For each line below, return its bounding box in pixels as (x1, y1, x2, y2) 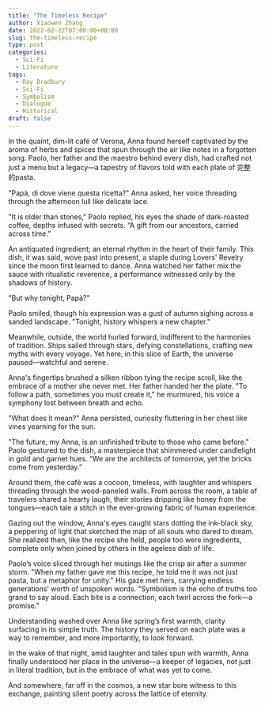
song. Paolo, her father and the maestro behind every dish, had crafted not (8, 153, 252, 162)
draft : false (8, 115, 51, 123)
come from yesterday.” (8, 462, 83, 472)
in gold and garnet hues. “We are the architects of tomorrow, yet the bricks (8, 454, 252, 463)
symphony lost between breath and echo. (8, 397, 144, 408)
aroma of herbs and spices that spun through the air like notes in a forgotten (8, 144, 257, 154)
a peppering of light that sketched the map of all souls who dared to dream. (8, 526, 255, 536)
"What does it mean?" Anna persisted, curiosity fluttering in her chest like (8, 413, 248, 423)
